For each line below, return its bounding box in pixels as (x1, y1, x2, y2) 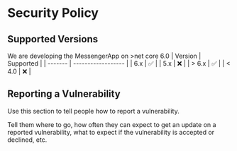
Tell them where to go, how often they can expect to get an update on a (7, 120, 216, 128)
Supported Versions (7, 33, 98, 45)
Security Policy (7, 5, 99, 21)
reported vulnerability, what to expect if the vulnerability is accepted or (7, 128, 215, 136)
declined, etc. (7, 135, 48, 144)
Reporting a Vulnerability (7, 88, 121, 100)
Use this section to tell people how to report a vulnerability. (7, 107, 180, 115)
